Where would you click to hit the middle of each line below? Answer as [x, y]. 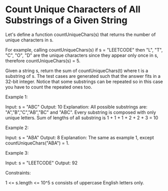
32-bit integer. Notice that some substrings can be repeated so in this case [84, 81]
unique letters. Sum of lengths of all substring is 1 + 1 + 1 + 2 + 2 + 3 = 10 [82, 118]
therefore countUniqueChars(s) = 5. [43, 60]
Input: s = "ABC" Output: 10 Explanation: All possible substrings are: [76, 107]
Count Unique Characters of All [73, 9]
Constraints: [18, 173]
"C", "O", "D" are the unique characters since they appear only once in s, [82, 55]
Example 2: [17, 128]
